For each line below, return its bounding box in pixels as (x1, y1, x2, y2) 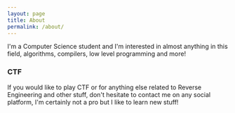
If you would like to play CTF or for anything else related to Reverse (7, 83, 202, 91)
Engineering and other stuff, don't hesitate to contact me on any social (7, 90, 211, 98)
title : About (7, 17, 46, 24)
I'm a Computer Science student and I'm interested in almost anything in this (7, 43, 228, 51)
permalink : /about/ (7, 23, 65, 30)
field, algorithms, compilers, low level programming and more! (7, 50, 187, 58)
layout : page (7, 10, 46, 17)
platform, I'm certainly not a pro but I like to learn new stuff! (7, 98, 179, 106)
